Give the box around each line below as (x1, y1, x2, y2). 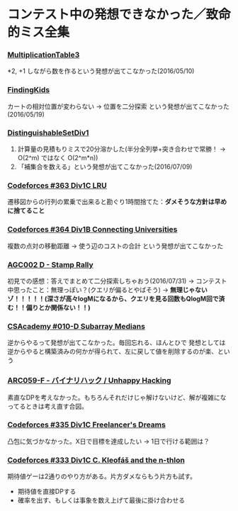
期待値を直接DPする (17, 487, 76, 496)
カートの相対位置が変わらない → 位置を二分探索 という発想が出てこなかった (7, 102, 230, 111)
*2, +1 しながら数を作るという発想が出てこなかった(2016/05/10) (7, 67, 195, 75)
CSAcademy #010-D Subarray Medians (7, 321, 145, 331)
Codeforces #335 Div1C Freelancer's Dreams (7, 420, 166, 429)
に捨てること (7, 206, 45, 215)
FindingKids (7, 85, 50, 95)
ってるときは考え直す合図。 (7, 402, 89, 410)
